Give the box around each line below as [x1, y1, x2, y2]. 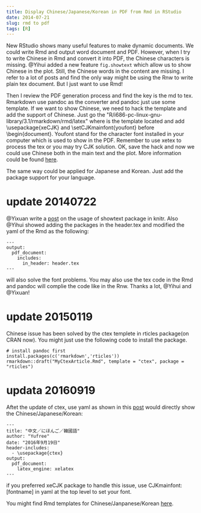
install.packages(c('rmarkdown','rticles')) [6, 353, 120, 360]
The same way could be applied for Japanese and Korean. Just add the [6, 168, 184, 175]
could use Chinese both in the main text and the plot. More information [6, 150, 182, 157]
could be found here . [6, 156, 58, 163]
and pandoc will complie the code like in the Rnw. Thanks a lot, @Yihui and [6, 283, 191, 290]
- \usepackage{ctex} [11, 450, 63, 456]
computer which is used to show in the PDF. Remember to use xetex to [6, 137, 182, 144]
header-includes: [6, 445, 50, 451]
